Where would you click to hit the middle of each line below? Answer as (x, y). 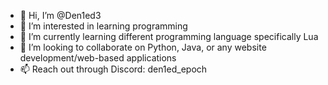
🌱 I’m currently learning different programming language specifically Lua (169, 36)
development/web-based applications (98, 58)
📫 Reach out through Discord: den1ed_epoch (113, 69)
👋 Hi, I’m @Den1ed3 (60, 15)
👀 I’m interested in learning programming (103, 26)
